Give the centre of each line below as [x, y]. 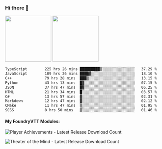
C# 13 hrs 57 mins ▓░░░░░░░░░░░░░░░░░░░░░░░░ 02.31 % [81, 97]
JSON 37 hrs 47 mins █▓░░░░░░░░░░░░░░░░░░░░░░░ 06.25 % [81, 87]
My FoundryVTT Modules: [33, 121]
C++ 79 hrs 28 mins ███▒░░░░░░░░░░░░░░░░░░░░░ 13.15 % [81, 78]
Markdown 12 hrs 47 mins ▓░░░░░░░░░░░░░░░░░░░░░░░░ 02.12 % [81, 101]
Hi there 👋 [17, 8]
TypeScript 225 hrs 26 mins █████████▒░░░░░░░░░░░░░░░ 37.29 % [81, 69]
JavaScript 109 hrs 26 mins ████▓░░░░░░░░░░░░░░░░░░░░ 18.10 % [81, 74]
